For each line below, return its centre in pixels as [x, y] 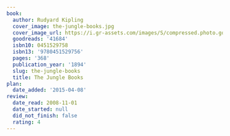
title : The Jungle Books [48, 77]
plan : [14, 84]
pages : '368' [31, 58]
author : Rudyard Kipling [48, 20]
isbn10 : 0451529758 [41, 45]
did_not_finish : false [45, 115]
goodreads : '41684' [41, 39]
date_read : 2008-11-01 [45, 103]
